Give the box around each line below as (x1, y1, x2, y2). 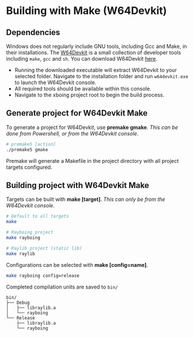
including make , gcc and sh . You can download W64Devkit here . (6, 55, 158, 62)
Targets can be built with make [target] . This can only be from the (6, 196, 165, 203)
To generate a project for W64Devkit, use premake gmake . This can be (6, 124, 178, 131)
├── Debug (6, 300, 30, 305)
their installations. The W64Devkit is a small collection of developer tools (6, 49, 181, 56)
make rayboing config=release (6, 273, 80, 279)
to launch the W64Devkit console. (14, 79, 96, 86)
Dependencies (6, 27, 60, 37)
